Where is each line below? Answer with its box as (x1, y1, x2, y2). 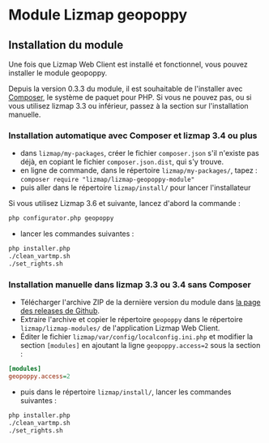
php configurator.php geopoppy (8, 214, 114, 222)
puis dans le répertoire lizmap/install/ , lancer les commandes (19, 387, 232, 397)
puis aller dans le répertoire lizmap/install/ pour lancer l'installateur (19, 183, 251, 192)
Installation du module (8, 38, 124, 52)
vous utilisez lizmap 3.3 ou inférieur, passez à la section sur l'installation (8, 101, 249, 110)
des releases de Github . (19, 306, 100, 316)
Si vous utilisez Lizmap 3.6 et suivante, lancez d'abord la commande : (8, 199, 241, 209)
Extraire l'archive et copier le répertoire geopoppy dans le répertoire (19, 315, 243, 325)
